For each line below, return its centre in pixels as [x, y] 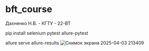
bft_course [29, 9]
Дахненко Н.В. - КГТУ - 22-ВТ [38, 23]
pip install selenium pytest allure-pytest [47, 33]
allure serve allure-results [32, 43]
